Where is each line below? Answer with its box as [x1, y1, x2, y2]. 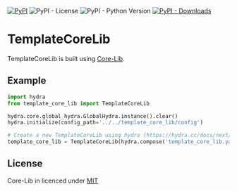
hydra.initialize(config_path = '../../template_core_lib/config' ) [7, 119, 203, 126]
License [7, 158, 43, 170]
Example [7, 74, 47, 87]
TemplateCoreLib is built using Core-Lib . [7, 54, 125, 62]
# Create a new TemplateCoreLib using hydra [7, 132, 140, 139]
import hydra [7, 93, 46, 100]
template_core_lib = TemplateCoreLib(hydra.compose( [7, 138, 166, 145]
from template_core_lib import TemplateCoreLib [7, 100, 150, 107]
